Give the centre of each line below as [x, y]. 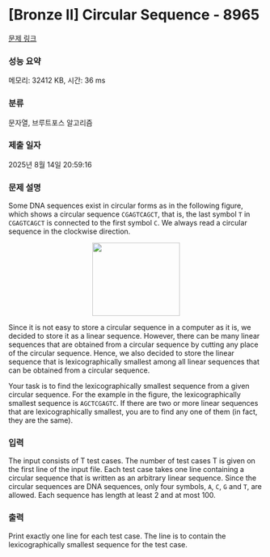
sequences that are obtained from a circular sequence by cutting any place [133, 344]
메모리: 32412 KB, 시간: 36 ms [57, 80]
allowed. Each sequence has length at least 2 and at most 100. [112, 496]
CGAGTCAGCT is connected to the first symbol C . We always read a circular [128, 223]
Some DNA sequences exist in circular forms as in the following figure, [126, 206]
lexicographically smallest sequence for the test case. [98, 544]
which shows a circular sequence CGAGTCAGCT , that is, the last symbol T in [129, 214]
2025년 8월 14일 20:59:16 [50, 164]
